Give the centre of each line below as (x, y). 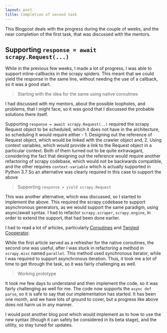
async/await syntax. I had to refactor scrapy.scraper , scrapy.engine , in (78, 213)
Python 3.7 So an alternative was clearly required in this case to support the (83, 172)
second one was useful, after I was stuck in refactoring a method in (74, 248)
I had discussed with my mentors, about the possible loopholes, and (75, 104)
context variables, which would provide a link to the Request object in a (78, 145)
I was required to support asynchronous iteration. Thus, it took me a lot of (81, 259)
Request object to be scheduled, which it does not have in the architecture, (82, 129)
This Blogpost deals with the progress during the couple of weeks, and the (82, 29)
